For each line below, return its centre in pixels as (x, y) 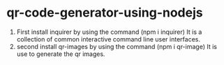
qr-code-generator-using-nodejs (105, 13)
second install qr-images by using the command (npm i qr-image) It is (117, 46)
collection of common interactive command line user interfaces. (108, 39)
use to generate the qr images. (61, 54)
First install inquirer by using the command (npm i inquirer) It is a (109, 32)
